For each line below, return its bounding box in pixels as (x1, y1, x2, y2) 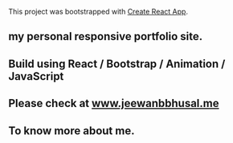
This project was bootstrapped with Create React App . (8, 7, 189, 16)
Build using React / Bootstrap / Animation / (8, 57, 226, 70)
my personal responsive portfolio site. (8, 30, 203, 43)
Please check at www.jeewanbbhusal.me (8, 97, 219, 110)
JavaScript (8, 70, 64, 83)
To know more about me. (8, 124, 135, 137)
